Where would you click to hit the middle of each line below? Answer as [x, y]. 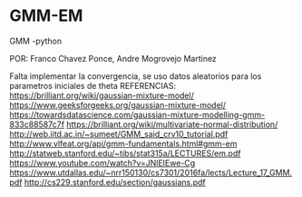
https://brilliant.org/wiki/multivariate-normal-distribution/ [172, 124]
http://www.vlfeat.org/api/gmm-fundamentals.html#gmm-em [123, 143]
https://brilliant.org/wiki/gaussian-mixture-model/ [102, 95]
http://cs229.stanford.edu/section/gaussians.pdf [115, 182]
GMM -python [36, 41]
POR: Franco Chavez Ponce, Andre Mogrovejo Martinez [113, 58]
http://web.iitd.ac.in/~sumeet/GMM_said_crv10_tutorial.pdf [119, 133]
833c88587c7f [37, 124]
